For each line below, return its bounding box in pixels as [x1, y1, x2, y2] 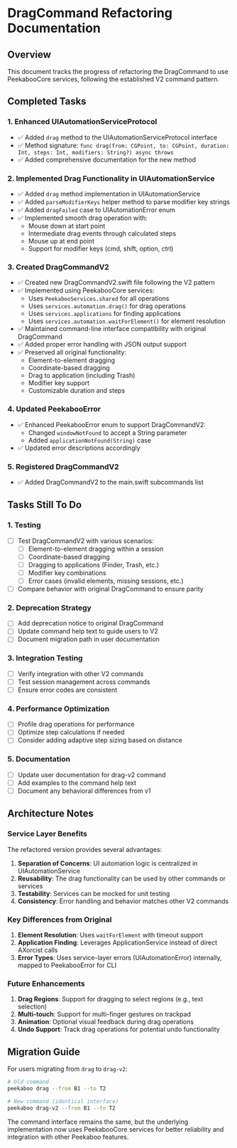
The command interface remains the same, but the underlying [7, 1117, 189, 1126]
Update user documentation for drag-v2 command [17, 770, 166, 779]
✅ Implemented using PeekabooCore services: [17, 286, 155, 295]
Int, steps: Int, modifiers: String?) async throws [17, 149, 174, 156]
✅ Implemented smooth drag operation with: [17, 214, 148, 222]
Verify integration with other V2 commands [17, 669, 144, 678]
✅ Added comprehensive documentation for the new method [17, 155, 197, 164]
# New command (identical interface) [7, 1097, 119, 1105]
